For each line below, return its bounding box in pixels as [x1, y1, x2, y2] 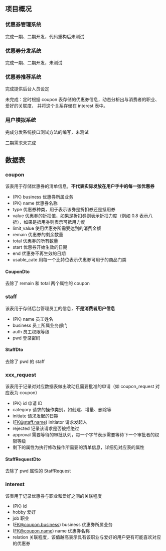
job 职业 [12, 515, 30, 521]
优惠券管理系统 [5, 21, 42, 28]
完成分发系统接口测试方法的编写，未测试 [5, 129, 89, 135]
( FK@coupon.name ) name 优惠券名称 [12, 527, 90, 534]
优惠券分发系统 [5, 47, 42, 54]
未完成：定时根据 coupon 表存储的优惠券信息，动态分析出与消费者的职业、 [5, 97, 159, 103]
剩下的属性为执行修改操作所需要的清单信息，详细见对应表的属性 [12, 444, 144, 450]
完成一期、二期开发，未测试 [5, 59, 63, 65]
